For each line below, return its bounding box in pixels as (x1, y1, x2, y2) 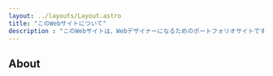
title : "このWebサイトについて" (8, 19, 107, 27)
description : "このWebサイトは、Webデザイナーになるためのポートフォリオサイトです (8, 27, 266, 35)
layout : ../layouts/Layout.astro (8, 11, 122, 20)
